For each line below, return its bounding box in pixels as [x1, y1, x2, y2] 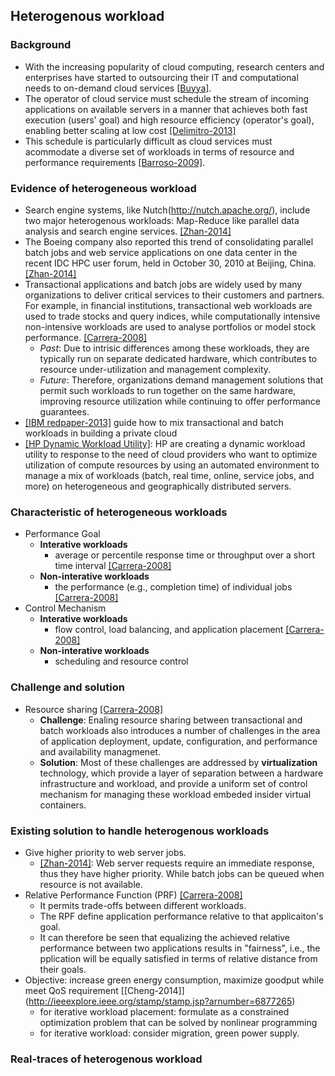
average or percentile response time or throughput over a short [54, 549, 315, 561]
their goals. [39, 963, 87, 975]
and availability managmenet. [39, 745, 161, 758]
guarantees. [39, 405, 90, 418]
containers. [39, 799, 87, 811]
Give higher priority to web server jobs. [24, 846, 187, 858]
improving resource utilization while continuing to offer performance [39, 395, 321, 407]
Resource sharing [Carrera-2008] [24, 703, 164, 715]
